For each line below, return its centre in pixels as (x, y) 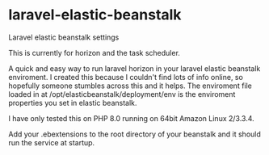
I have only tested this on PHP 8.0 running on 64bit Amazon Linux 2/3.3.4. (131, 118)
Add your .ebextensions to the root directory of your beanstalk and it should (134, 134)
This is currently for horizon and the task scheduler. (94, 52)
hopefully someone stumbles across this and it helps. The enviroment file (130, 86)
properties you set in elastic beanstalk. (73, 103)
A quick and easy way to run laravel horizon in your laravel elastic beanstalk (134, 68)
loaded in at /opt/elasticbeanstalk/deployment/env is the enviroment (122, 94)
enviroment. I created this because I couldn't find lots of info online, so (126, 77)
